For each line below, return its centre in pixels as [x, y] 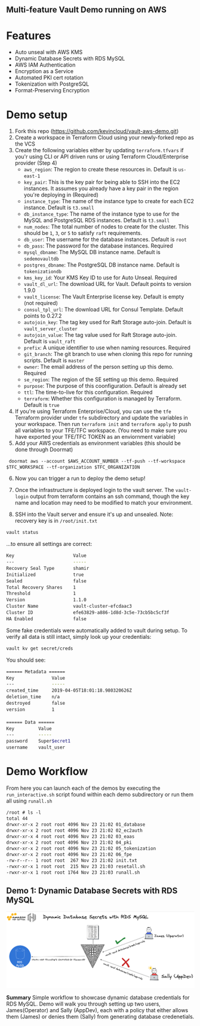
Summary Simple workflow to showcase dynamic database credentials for [98, 998]
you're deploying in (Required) [61, 195]
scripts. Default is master [54, 360]
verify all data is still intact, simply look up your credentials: [79, 636]
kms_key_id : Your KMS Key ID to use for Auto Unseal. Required [100, 277]
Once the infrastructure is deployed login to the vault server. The [94, 490]
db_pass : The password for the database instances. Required [98, 246]
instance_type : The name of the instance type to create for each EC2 [109, 201]
